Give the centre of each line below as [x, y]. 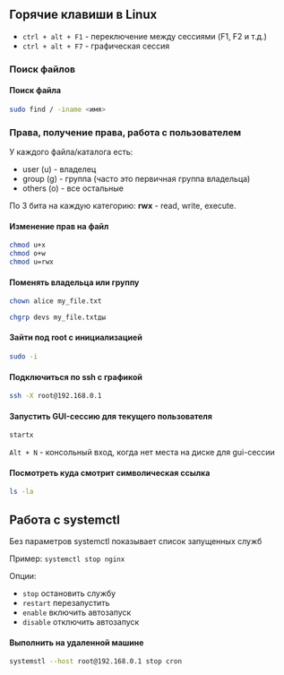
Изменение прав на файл [59, 226]
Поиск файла [35, 91]
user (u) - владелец [59, 169]
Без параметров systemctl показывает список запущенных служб [136, 541]
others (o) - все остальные [73, 188]
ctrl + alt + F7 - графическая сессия [96, 46]
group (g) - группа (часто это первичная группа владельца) [136, 179]
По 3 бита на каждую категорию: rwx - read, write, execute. [123, 206]
